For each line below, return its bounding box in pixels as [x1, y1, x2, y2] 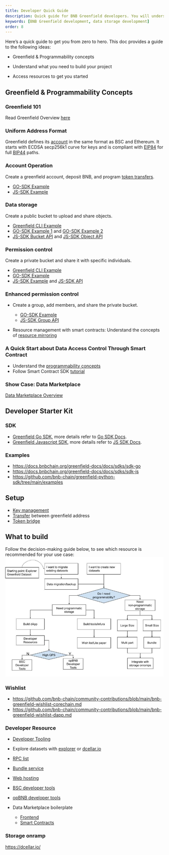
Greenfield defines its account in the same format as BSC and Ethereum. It [5, 139, 159, 145]
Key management [12, 507, 49, 513]
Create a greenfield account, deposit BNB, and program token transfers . [5, 173, 154, 179]
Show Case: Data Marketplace [5, 381, 81, 388]
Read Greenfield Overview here [5, 114, 70, 121]
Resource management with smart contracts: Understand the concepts [12, 327, 160, 333]
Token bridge [12, 518, 40, 524]
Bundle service [12, 766, 44, 772]
